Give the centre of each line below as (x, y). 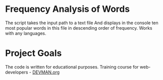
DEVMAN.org (46, 72)
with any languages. (26, 33)
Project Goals (34, 53)
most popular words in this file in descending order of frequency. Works (79, 28)
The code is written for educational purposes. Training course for (72, 67)
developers (17, 72)
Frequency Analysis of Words (68, 9)
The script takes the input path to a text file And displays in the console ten (82, 23)
